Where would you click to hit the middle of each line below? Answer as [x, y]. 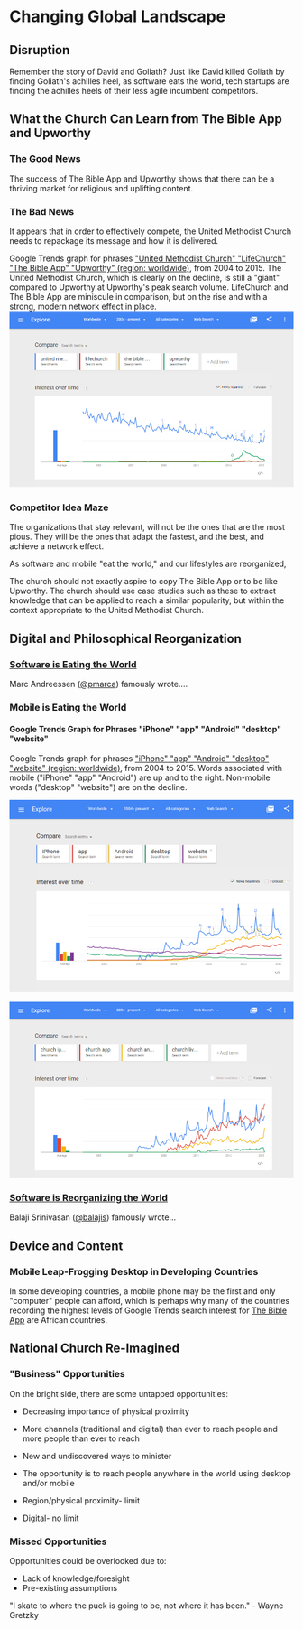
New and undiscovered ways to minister [97, 1456]
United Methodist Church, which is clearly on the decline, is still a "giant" [145, 277]
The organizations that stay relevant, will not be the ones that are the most [147, 527]
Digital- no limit [50, 1518]
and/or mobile [48, 1483]
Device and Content [66, 1246]
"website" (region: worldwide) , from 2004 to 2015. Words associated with [146, 768]
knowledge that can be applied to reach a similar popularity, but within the [147, 600]
